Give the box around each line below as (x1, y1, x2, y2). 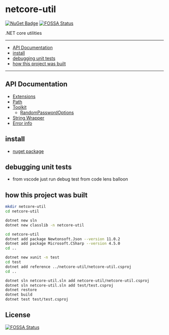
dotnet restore (5, 288, 37, 293)
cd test (5, 260, 22, 265)
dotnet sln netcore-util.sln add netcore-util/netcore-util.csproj (5, 278, 150, 283)
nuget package (12, 148, 44, 154)
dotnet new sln (5, 218, 37, 223)
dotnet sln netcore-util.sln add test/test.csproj (5, 283, 114, 288)
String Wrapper (12, 115, 44, 121)
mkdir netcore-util (5, 204, 46, 209)
